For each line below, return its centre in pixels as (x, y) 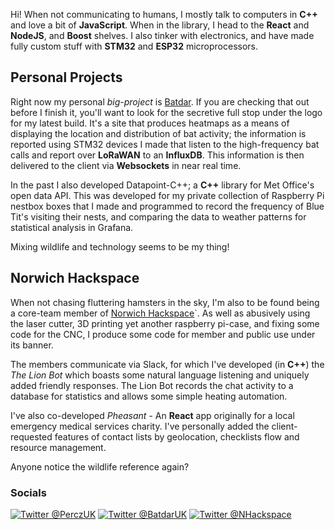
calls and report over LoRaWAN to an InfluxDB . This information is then (157, 155)
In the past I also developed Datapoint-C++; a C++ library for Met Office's (162, 185)
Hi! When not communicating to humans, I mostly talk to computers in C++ (164, 14)
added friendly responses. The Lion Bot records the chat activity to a (152, 385)
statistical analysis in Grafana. (72, 227)
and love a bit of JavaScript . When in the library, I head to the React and (160, 25)
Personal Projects (66, 77)
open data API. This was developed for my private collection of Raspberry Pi (167, 195)
